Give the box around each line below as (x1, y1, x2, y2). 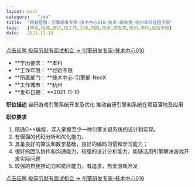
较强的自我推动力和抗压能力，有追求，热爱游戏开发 (14, 162, 138, 169)
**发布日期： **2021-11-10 (14, 89, 80, 96)
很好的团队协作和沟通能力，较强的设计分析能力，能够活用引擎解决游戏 (14, 148, 184, 155)
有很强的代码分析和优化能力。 (14, 133, 87, 140)
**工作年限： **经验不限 (14, 67, 73, 74)
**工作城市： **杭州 (14, 81, 63, 88)
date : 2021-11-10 (6, 30, 54, 36)
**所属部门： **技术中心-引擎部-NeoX (14, 74, 107, 81)
